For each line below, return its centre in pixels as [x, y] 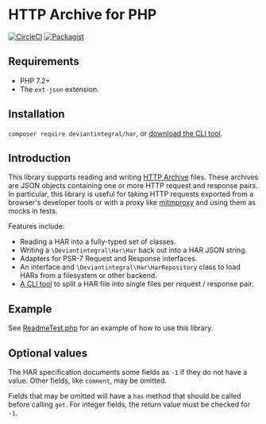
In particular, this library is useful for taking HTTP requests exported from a [131, 194]
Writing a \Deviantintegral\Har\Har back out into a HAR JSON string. [133, 250]
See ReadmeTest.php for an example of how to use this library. [111, 328]
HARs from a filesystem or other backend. [88, 276]
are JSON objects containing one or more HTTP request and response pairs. [133, 186]
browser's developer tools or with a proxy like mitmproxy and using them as [132, 202]
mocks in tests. [33, 211]
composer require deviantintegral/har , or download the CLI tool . [116, 133]
